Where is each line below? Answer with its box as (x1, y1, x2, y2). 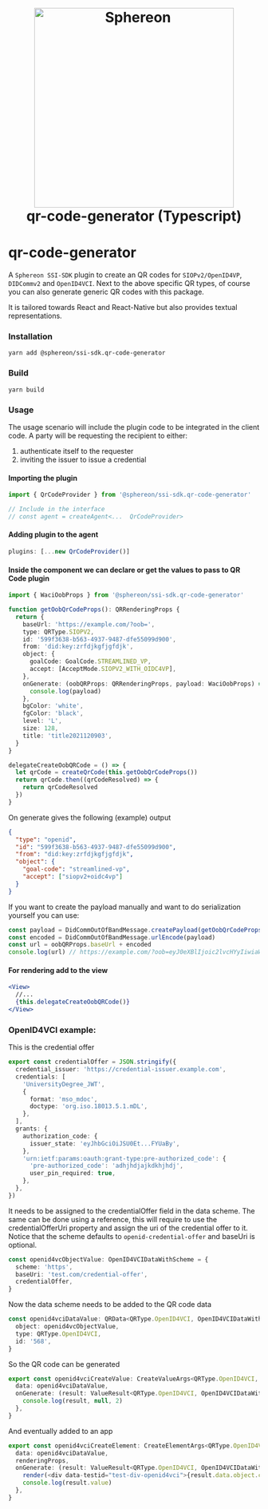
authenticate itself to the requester (19, 447, 134, 456)
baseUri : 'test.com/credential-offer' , (15, 1270, 148, 1278)
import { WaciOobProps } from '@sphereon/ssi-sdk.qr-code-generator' (8, 591, 245, 599)
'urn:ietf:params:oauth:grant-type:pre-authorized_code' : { (22, 1154, 227, 1162)
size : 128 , (22, 725, 59, 733)
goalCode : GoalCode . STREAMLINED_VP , (29, 657, 152, 665)
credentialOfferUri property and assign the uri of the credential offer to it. (8, 1223, 249, 1233)
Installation (8, 331, 53, 342)
